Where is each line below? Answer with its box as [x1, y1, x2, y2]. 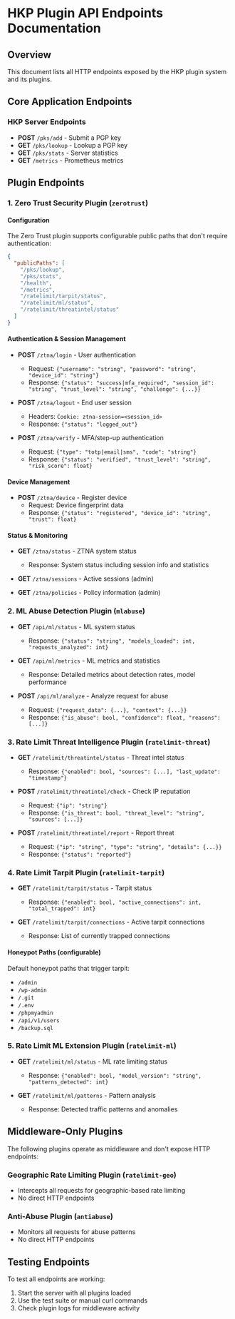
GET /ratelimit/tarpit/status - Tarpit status [17, 884, 152, 892]
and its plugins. [7, 75, 52, 83]
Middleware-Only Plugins [7, 1126, 123, 1138]
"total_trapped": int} [28, 905, 96, 912]
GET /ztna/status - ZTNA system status [17, 547, 137, 556]
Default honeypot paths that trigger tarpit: [7, 964, 130, 972]
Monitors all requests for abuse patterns [17, 1228, 136, 1236]
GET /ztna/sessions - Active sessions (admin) [17, 574, 155, 583]
